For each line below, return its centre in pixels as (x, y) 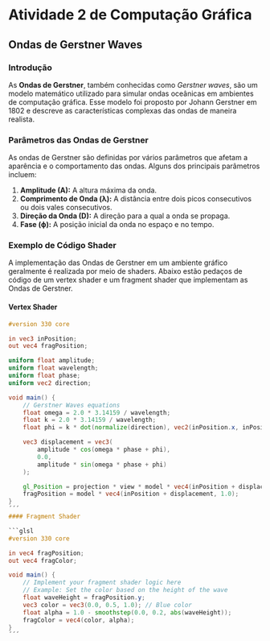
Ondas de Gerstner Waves (76, 45)
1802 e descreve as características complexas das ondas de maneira (123, 110)
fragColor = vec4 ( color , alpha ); (79, 620)
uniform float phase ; (45, 376)
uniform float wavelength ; (53, 368)
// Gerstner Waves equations (72, 405)
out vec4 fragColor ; (43, 560)
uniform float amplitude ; (51, 361)
